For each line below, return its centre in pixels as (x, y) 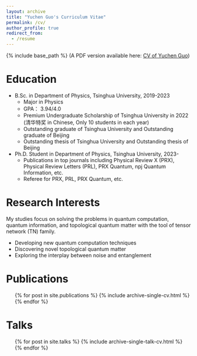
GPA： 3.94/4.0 (42, 109)
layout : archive (26, 11)
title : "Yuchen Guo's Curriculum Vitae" (56, 17)
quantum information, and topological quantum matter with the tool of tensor (98, 225)
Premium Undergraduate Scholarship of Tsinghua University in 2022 (106, 115)
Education (31, 79)
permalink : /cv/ (26, 22)
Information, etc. (43, 172)
